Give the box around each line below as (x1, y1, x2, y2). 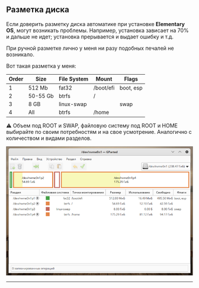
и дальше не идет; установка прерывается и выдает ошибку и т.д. (6, 33, 174, 40)
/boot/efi (93, 84, 115, 91)
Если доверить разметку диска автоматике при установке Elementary (6, 20, 185, 27)
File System (59, 75, 89, 82)
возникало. (6, 50, 34, 58)
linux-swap (59, 101, 87, 108)
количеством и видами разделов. (6, 135, 92, 142)
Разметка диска (6, 5, 70, 15)
